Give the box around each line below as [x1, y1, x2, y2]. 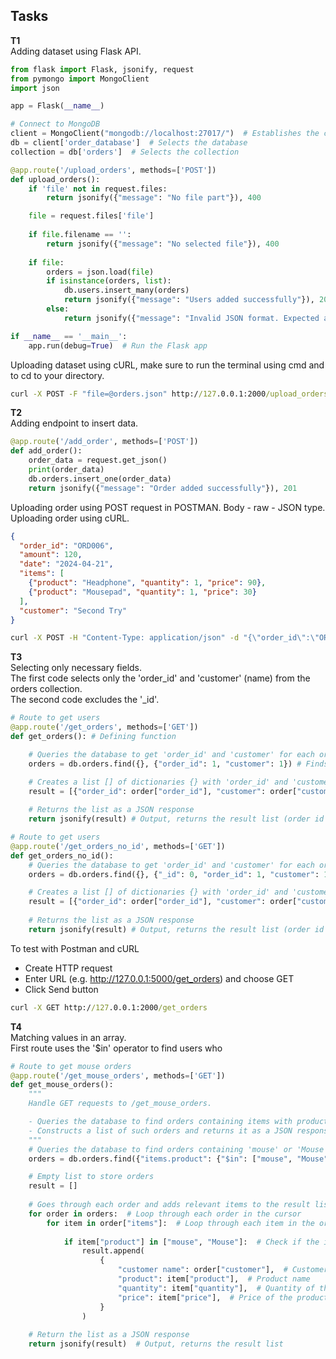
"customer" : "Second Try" [19, 605, 128, 616]
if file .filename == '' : [28, 230, 132, 240]
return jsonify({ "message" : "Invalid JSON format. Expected [63, 313, 320, 323]
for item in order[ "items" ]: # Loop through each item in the [46, 1218, 315, 1228]
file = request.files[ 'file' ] [28, 211, 155, 221]
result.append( [81, 1246, 145, 1256]
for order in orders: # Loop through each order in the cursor [28, 1209, 302, 1219]
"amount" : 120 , [19, 550, 83, 560]
